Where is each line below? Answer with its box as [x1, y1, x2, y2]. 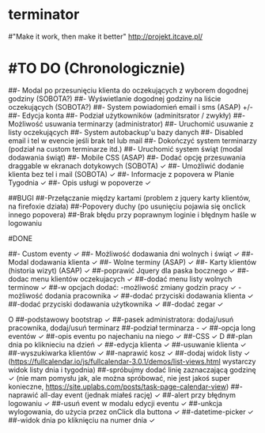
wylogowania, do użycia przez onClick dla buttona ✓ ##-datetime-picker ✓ [8, 407, 255, 416]
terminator [8, 6, 80, 24]
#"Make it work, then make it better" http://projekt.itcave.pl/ [8, 32, 203, 41]
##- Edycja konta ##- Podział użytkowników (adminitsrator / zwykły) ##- [8, 111, 246, 120]
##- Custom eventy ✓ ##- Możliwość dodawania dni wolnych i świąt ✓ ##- [8, 249, 254, 258]
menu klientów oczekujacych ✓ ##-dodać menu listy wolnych [30, 274, 233, 284]
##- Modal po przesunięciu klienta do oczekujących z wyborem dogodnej [8, 85, 249, 95]
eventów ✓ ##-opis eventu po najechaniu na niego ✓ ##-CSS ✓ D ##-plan [8, 331, 253, 341]
